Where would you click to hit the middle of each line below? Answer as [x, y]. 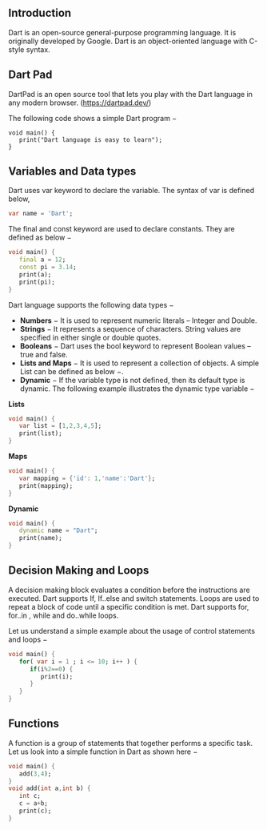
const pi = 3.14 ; [48, 268]
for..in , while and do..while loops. [64, 615]
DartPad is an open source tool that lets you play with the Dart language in [131, 94]
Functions [34, 724]
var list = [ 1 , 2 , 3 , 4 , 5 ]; [60, 426]
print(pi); [37, 282]
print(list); [40, 433]
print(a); [35, 274]
